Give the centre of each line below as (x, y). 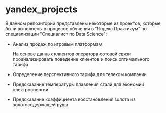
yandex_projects (41, 9)
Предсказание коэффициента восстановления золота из (74, 99)
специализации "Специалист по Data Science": (56, 34)
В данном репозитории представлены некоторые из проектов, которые (83, 23)
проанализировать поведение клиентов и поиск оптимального (81, 59)
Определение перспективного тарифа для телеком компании (80, 74)
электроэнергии (30, 89)
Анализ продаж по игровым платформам (57, 44)
